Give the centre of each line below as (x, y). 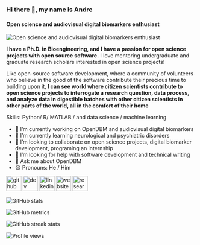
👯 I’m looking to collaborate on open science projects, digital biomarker (103, 142)
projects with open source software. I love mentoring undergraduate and (98, 56)
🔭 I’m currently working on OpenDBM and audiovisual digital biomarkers (104, 129)
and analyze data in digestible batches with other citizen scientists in (95, 100)
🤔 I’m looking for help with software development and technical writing (102, 155)
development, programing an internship (64, 148)
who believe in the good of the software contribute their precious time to (96, 80)
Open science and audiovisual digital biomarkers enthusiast (83, 24)
